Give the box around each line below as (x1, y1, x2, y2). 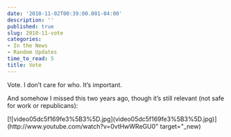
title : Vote (7, 62, 42, 68)
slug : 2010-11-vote (7, 29, 64, 37)
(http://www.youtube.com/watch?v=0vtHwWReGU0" (7, 122, 159, 130)
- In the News (7, 42, 49, 49)
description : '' (7, 17, 54, 24)
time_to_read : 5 (7, 55, 54, 62)
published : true (7, 23, 54, 30)
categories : (7, 36, 42, 43)
